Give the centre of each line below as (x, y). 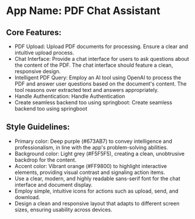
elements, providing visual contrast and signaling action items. (90, 172)
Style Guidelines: (38, 127)
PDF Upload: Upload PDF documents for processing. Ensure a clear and (101, 46)
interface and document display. (53, 184)
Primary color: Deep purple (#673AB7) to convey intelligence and (93, 141)
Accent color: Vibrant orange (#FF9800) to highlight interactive (90, 166)
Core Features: (34, 32)
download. (27, 197)
